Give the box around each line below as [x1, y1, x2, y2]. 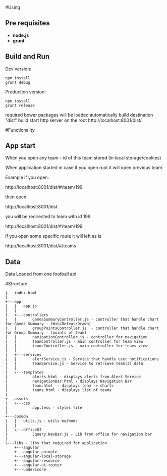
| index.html [5, 290, 37, 296]
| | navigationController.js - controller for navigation [5, 335, 148, 340]
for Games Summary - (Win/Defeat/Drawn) [5, 322, 92, 327]
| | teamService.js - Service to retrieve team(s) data [5, 361, 143, 366]
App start [5, 141, 36, 150]
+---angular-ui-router [14, 463, 62, 468]
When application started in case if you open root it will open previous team [5, 165, 162, 171]
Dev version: [5, 66, 32, 72]
